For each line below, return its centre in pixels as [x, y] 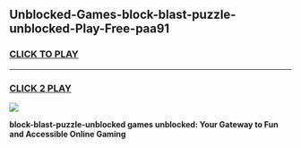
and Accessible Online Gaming [68, 134]
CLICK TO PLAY [44, 55]
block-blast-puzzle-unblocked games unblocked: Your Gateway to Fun [144, 124]
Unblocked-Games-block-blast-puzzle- [123, 15]
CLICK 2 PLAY [40, 88]
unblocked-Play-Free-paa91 [90, 29]
